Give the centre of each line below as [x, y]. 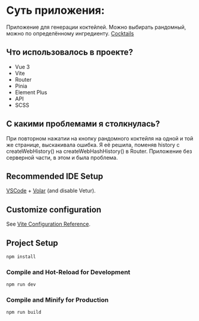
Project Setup [32, 243]
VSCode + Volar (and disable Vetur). [51, 191]
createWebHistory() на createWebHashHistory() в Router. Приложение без [99, 151]
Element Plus [31, 92]
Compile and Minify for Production [58, 299]
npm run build [24, 313]
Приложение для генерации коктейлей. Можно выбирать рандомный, [96, 27]
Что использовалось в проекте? [70, 52]
